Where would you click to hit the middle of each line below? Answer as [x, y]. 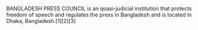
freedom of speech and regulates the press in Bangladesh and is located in [99, 15]
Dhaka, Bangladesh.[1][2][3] [41, 21]
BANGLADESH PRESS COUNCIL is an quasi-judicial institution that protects [99, 9]
